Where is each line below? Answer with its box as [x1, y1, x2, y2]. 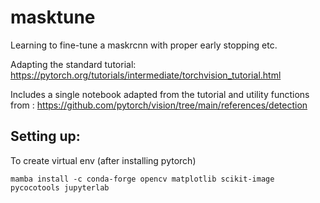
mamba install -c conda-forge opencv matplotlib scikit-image [10, 174, 275, 184]
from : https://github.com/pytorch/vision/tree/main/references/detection [10, 99, 308, 111]
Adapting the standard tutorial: [10, 58, 137, 70]
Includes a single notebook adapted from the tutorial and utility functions [10, 88, 310, 100]
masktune [10, 6, 96, 29]
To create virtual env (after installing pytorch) [10, 154, 197, 166]
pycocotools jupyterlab [10, 182, 110, 193]
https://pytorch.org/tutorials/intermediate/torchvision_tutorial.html [10, 69, 282, 81]
